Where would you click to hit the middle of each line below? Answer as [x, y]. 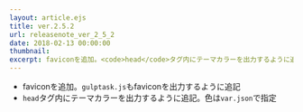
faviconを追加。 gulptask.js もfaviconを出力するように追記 [131, 86]
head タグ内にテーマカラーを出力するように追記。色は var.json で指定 [149, 98]
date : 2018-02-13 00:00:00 [60, 43]
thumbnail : [30, 51]
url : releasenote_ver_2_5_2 [62, 34]
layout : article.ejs [48, 18]
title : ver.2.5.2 [42, 26]
